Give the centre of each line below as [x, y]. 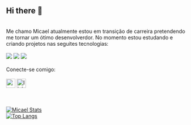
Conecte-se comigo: [31, 69]
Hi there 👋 [24, 11]
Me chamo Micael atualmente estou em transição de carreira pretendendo [96, 31]
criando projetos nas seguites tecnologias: [57, 43]
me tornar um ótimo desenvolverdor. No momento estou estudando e [90, 37]
